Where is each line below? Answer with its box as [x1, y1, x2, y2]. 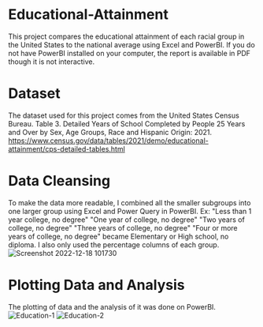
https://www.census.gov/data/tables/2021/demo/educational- [8, 136, 209, 145]
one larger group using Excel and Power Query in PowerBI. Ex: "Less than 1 [8, 206, 252, 216]
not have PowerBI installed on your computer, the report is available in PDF [8, 48, 250, 58]
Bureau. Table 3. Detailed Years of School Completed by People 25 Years [8, 118, 246, 128]
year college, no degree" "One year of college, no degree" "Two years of [8, 215, 246, 224]
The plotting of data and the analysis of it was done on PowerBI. [8, 302, 217, 311]
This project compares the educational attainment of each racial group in [8, 32, 245, 41]
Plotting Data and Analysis [8, 276, 185, 294]
